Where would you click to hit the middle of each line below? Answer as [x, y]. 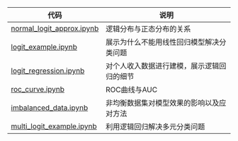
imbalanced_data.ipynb [50, 108]
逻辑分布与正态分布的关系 [148, 29]
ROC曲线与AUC [131, 90]
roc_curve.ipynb [38, 89]
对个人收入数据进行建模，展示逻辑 [162, 66]
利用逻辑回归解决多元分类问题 [155, 127]
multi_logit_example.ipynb [54, 126]
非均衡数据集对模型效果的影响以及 [162, 103]
